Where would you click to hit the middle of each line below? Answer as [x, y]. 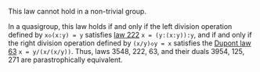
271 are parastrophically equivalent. [65, 59]
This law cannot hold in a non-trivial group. [78, 11]
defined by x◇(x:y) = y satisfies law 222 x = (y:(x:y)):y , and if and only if [130, 35]
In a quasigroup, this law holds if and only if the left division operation [120, 26]
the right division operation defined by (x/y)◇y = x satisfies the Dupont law [130, 43]
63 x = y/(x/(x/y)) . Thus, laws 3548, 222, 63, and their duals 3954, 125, [126, 51]
